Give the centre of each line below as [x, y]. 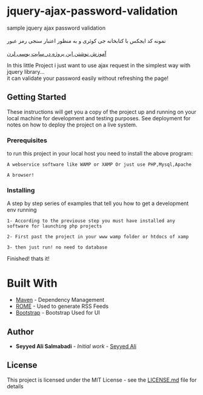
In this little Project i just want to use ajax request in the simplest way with [99, 65]
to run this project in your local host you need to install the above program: [100, 154]
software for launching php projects [55, 226]
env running [22, 210]
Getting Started [37, 97]
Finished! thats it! [28, 259]
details [15, 386]
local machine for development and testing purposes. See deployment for [99, 118]
